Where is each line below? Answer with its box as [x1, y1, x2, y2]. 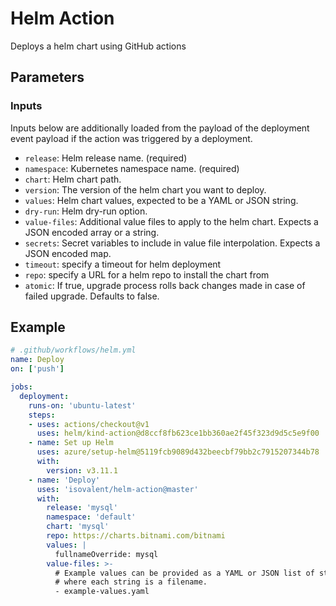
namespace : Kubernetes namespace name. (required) [24, 162, 240, 174]
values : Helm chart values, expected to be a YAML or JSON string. [24, 194, 299, 206]
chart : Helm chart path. [24, 173, 122, 185]
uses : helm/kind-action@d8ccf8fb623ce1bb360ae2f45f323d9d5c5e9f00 [36, 428, 320, 439]
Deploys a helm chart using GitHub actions [10, 40, 187, 52]
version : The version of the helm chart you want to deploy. [24, 183, 267, 196]
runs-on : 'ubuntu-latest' [28, 400, 137, 411]
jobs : [10, 382, 33, 392]
